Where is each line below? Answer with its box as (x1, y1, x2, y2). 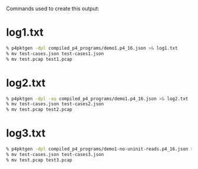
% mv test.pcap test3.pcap (6, 157, 72, 163)
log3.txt (6, 126, 46, 140)
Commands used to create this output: (6, 5, 100, 12)
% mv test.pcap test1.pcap (6, 56, 72, 62)
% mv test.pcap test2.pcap (6, 106, 72, 113)
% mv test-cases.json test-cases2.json (6, 101, 104, 107)
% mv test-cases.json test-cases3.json (6, 151, 104, 157)
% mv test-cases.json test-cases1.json (6, 50, 104, 57)
